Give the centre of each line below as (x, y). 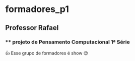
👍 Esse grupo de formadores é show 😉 (47, 53)
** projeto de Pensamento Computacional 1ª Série (67, 42)
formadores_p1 (37, 9)
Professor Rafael (32, 28)
